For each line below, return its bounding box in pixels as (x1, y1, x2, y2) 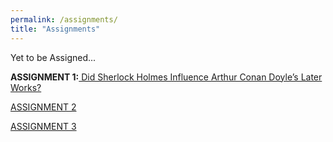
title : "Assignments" (10, 24, 101, 34)
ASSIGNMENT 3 (10, 120, 77, 132)
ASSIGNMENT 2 (10, 101, 77, 113)
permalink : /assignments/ (10, 14, 118, 25)
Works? (10, 81, 42, 93)
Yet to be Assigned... (10, 51, 97, 63)
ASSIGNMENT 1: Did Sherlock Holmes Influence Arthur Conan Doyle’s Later (10, 71, 323, 83)
